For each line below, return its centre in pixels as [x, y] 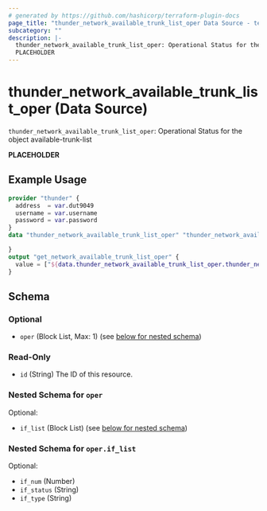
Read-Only [30, 357]
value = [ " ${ [37, 264]
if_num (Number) [47, 482]
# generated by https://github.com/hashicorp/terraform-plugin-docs [124, 16]
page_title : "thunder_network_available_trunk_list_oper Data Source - [129, 23]
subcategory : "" [35, 30]
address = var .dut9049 [54, 205]
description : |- [35, 38]
